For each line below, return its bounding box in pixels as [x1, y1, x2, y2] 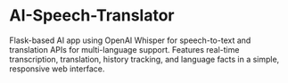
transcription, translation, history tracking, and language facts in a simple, [9, 54, 280, 64]
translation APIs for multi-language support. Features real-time [9, 44, 240, 54]
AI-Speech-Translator [9, 5, 175, 26]
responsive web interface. [9, 63, 105, 74]
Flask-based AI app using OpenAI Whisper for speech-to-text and [9, 35, 251, 46]
